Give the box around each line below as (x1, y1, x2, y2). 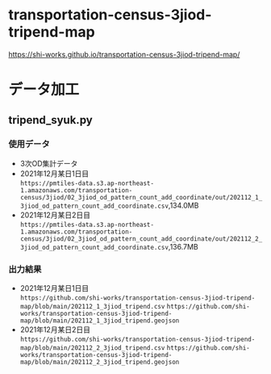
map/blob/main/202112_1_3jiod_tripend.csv (19, 303, 165, 311)
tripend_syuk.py (8, 113, 93, 127)
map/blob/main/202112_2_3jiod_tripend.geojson (19, 358, 180, 367)
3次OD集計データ (19, 158, 78, 168)
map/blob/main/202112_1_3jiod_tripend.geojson (19, 317, 180, 325)
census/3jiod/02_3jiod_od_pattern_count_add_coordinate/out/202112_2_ (19, 234, 263, 243)
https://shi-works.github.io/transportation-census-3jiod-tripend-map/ (8, 49, 240, 59)
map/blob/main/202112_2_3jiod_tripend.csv (19, 344, 165, 352)
